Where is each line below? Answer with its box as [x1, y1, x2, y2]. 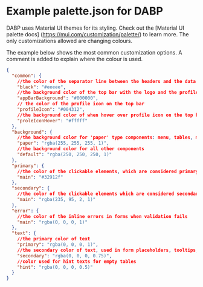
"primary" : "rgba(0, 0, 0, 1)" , [17, 242, 98, 248]
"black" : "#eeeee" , [17, 84, 66, 90]
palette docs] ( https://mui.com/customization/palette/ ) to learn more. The [6, 30, 189, 38]
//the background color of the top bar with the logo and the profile [17, 90, 199, 96]
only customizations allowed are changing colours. [6, 37, 133, 44]
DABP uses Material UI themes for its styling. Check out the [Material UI [6, 24, 184, 31]
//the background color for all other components [17, 146, 145, 152]
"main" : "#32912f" [17, 174, 63, 180]
